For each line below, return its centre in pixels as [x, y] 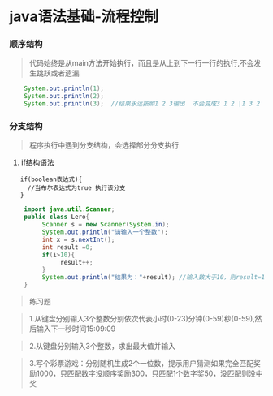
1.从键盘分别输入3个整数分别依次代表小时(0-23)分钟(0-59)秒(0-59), [142, 319]
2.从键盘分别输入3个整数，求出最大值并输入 [102, 346]
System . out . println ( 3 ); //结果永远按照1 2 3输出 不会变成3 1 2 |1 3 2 [142, 104]
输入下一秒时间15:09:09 [76, 329]
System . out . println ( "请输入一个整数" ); [105, 232]
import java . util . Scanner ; [69, 209]
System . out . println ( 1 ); [64, 89]
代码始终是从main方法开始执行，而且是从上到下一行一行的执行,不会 [141, 63]
